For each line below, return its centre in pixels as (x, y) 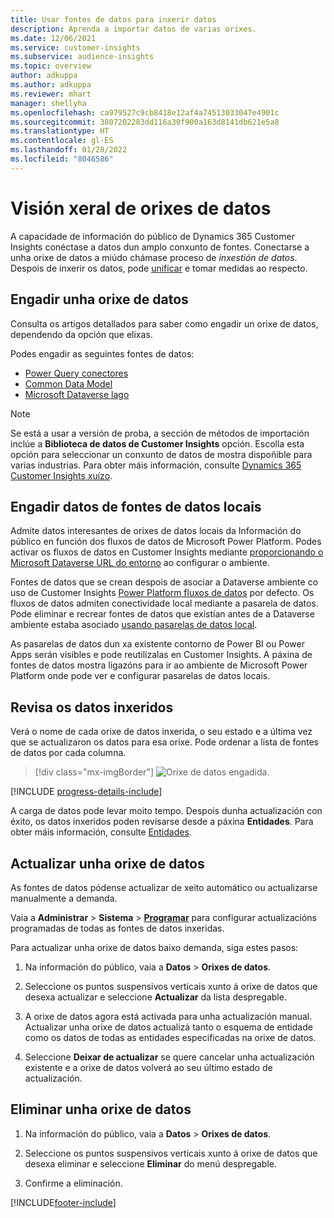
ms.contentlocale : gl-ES (62, 141)
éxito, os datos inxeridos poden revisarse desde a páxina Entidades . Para (162, 822)
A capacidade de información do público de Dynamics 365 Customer (152, 236)
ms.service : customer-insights (75, 47)
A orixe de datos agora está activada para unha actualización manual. (168, 1016)
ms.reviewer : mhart (51, 94)
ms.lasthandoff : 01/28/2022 (69, 150)
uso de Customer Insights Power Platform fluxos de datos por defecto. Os (162, 593)
